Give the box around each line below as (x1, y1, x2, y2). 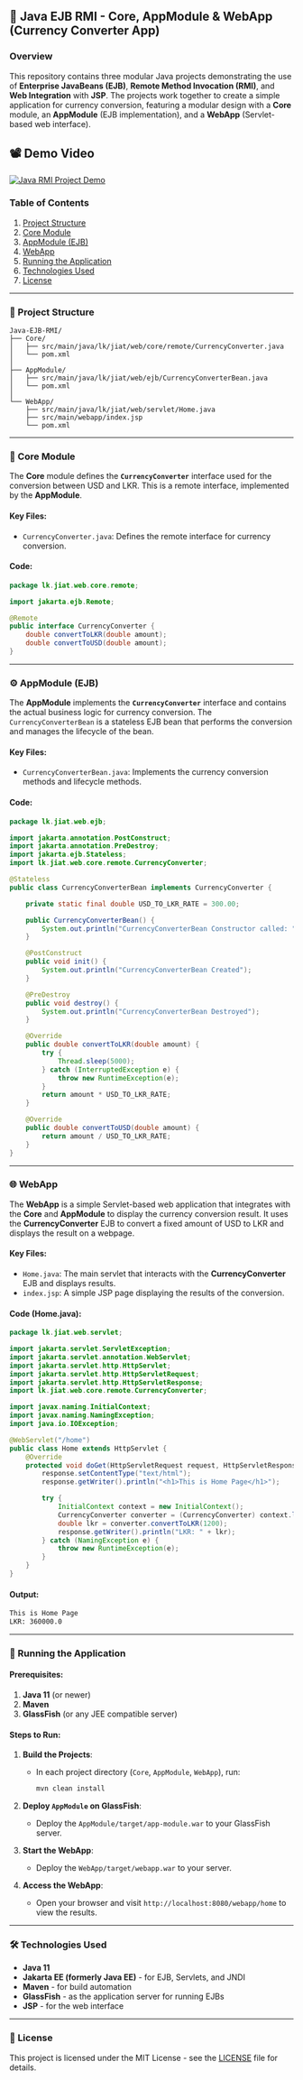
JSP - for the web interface (22, 2001, 124, 2011)
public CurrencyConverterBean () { (25, 916, 155, 925)
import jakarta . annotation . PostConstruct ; (9, 833, 171, 842)
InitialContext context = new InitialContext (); (57, 1503, 244, 1512)
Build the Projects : (22, 1749, 93, 1760)
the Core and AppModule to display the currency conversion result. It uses (9, 1208, 289, 1219)
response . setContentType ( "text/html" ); (41, 1469, 192, 1478)
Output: (9, 1588, 39, 1599)
